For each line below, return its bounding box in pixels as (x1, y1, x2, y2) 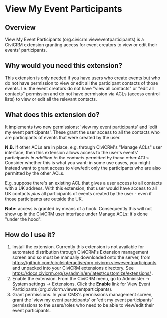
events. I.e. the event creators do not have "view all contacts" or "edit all (5, 85, 154, 91)
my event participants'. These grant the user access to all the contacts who (5, 129, 160, 135)
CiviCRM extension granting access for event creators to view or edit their (5, 42, 157, 48)
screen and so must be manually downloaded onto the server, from (12, 254, 151, 260)
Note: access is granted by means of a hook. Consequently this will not (5, 205, 152, 211)
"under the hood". (5, 216, 42, 222)
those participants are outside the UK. (5, 196, 83, 202)
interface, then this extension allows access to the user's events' (5, 149, 139, 155)
